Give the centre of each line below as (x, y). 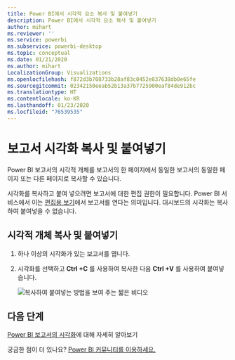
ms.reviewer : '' (31, 33)
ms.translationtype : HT (42, 92)
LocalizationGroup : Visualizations (59, 72)
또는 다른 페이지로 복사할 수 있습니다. (70, 178)
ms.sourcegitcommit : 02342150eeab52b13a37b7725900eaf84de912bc (102, 86)
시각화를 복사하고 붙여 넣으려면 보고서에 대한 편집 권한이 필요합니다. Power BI (114, 193)
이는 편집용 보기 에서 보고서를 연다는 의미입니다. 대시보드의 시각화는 (123, 202)
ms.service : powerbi (38, 40)
